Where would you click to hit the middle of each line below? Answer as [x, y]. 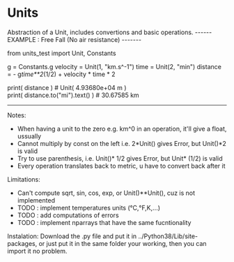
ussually [29, 136]
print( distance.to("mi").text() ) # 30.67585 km [73, 95]
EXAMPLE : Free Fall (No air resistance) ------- [74, 39]
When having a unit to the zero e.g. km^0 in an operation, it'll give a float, [122, 129]
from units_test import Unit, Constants [62, 53]
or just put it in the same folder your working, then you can [123, 243]
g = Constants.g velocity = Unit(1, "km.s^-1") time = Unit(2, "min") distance [114, 66]
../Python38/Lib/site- [168, 236]
